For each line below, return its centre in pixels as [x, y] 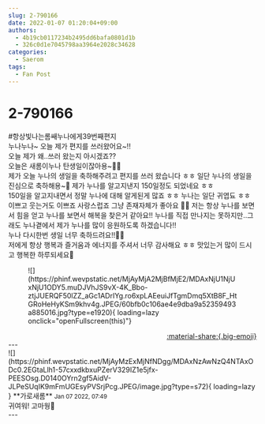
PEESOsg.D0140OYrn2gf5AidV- [60, 378]
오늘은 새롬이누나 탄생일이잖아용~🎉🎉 [65, 166]
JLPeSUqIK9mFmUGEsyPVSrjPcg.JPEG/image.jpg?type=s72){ [110, 386]
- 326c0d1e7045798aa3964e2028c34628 [75, 45]
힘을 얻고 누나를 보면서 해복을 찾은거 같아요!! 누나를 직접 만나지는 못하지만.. [132, 215]
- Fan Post [33, 74]
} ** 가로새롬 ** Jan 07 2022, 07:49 [58, 396]
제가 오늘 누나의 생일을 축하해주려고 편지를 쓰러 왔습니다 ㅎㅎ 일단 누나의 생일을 [130, 175]
